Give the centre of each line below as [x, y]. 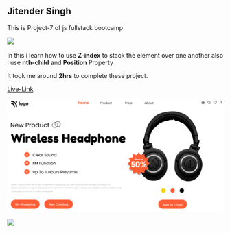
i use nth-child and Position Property [60, 62]
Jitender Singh [39, 11]
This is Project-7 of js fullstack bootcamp [65, 27]
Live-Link [20, 89]
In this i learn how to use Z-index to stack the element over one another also [115, 55]
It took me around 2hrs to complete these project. [78, 75]
